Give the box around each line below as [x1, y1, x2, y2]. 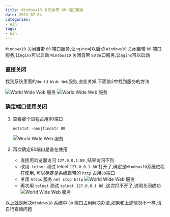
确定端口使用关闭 [5, 103, 47, 110]
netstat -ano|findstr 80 [12, 126, 66, 131]
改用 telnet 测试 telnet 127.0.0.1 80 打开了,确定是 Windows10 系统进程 [20, 163, 165, 169]
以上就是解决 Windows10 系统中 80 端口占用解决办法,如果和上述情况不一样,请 [5, 199, 162, 206]
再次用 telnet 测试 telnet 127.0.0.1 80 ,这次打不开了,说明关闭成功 [20, 182, 161, 189]
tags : [5, 26, 17, 32]
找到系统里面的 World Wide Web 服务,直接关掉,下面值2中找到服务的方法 [5, 78, 150, 84]
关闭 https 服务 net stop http [20, 176, 83, 182]
